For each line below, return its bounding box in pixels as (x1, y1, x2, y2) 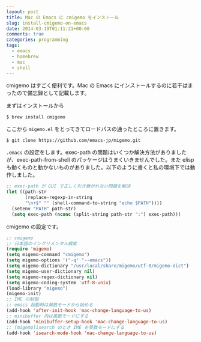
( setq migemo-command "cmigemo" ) (6, 252, 90, 258)
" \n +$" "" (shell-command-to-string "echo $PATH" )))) (25, 200, 163, 206)
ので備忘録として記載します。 (16, 90, 90, 97)
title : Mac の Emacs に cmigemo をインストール (6, 14, 119, 20)
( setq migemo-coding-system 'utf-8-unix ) (6, 279, 112, 286)
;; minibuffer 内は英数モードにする (6, 313, 89, 319)
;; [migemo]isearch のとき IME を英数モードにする (6, 324, 125, 331)
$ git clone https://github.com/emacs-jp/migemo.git (6, 138, 141, 144)
